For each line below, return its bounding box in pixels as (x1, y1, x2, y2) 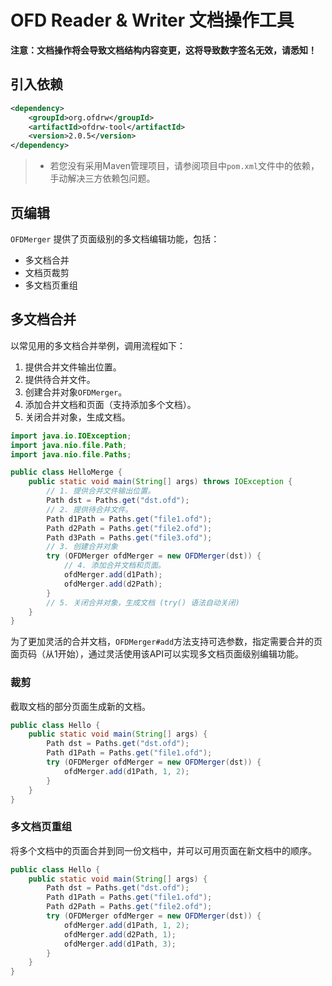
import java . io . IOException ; (10, 431, 132, 441)
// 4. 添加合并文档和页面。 (63, 561, 166, 571)
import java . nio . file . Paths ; (10, 449, 132, 460)
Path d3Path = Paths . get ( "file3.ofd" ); (46, 532, 213, 543)
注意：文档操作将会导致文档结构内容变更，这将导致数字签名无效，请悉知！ (10, 44, 317, 56)
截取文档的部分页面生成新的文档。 (10, 700, 151, 712)
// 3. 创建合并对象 (46, 542, 118, 552)
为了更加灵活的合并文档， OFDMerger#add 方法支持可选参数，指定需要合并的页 (10, 636, 323, 648)
